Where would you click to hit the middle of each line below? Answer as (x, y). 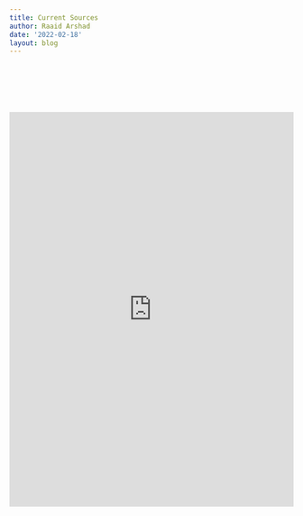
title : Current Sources (54, 18)
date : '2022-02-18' (46, 34)
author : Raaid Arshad (50, 26)
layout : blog (34, 43)
